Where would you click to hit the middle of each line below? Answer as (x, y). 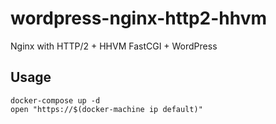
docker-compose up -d (55, 100)
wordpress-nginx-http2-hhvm (139, 18)
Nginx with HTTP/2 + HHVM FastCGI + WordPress (114, 46)
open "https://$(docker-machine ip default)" (106, 109)
